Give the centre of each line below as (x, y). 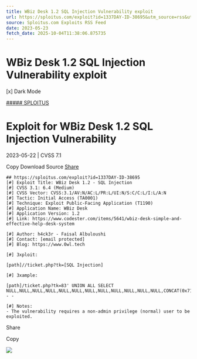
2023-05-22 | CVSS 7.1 (34, 155)
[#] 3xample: (22, 275)
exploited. (19, 317)
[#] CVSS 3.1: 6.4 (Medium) (40, 188)
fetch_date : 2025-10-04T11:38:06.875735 (56, 34)
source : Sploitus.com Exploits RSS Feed (56, 22)
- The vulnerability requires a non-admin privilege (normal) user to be (98, 311)
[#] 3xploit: (22, 255)
